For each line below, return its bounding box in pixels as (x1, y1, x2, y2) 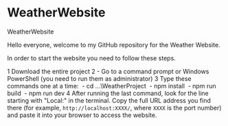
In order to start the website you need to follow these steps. (7, 53, 176, 62)
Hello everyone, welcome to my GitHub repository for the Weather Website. (7, 40, 221, 49)
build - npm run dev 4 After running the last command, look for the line (7, 89, 209, 97)
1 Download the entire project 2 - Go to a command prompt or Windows (7, 67, 209, 75)
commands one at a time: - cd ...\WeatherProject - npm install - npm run (7, 81, 216, 90)
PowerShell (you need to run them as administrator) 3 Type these (7, 74, 192, 83)
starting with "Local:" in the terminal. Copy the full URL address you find (7, 96, 211, 104)
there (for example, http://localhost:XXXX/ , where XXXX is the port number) (7, 103, 222, 112)
